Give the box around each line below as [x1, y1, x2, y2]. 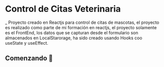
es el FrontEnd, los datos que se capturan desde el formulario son [5, 30, 138, 35]
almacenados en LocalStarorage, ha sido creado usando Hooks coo [5, 35, 142, 41]
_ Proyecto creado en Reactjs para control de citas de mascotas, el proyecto [5, 19, 160, 25]
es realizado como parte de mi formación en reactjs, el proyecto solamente [5, 24, 157, 30]
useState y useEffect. [5, 40, 49, 46]
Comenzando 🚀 [5, 54, 53, 63]
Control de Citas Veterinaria [5, 3, 121, 15]
